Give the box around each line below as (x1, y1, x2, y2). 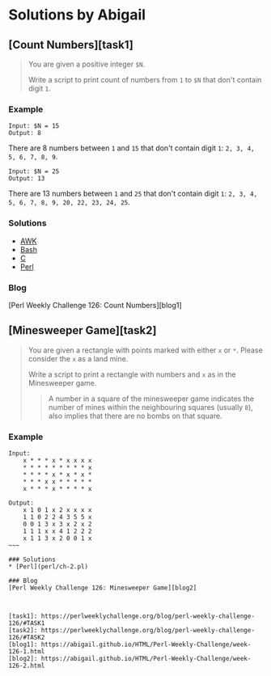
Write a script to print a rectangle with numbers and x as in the (28, 370, 236, 379)
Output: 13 (8, 175, 45, 183)
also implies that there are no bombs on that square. (48, 411, 222, 420)
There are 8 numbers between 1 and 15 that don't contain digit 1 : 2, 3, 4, (8, 143, 255, 153)
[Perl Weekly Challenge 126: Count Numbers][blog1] (8, 300, 182, 310)
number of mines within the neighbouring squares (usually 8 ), (48, 402, 253, 412)
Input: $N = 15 (8, 122, 60, 130)
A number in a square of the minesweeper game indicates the (48, 394, 255, 403)
